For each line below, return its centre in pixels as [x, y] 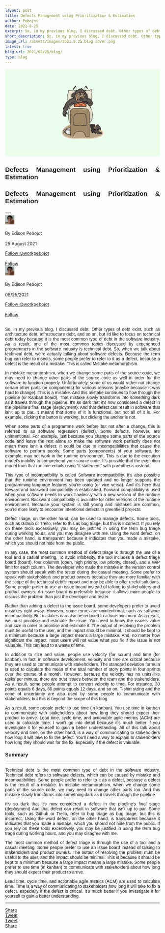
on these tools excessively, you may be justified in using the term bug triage [82, 528]
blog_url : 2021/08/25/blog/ [34, 52]
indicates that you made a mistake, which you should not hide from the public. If [82, 823]
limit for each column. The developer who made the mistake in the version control [82, 567]
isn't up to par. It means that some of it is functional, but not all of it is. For [82, 412]
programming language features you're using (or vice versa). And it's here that [82, 485]
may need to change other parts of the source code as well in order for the [82, 378]
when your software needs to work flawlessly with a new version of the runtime [82, 495]
